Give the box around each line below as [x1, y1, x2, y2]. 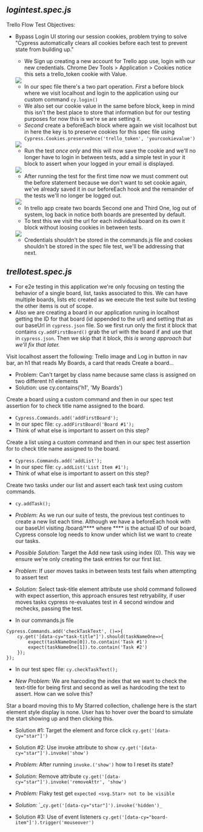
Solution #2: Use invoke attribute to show [15, 743, 118, 751]
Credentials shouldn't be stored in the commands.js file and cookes [24, 236, 193, 244]
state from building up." [15, 46, 74, 53]
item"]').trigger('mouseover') [15, 819, 95, 825]
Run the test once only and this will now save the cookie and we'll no [24, 147, 196, 154]
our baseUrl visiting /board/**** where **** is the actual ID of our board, [15, 524, 196, 531]
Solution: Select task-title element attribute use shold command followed [15, 585, 197, 593]
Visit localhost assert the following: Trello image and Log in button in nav [6, 352, 188, 360]
